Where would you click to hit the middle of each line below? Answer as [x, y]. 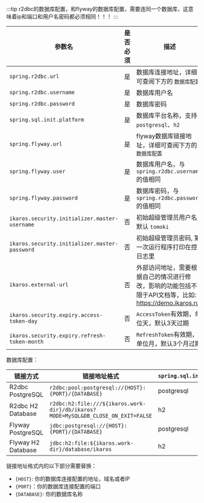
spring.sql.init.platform [47, 120]
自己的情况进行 [164, 277]
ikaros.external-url [39, 285]
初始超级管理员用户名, [168, 217]
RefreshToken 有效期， [167, 335]
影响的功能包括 [170, 286]
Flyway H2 [25, 442]
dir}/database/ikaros [81, 449]
